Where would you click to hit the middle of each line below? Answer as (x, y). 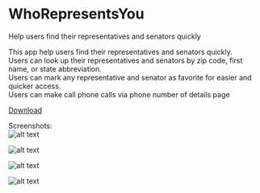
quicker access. (35, 86)
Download (25, 110)
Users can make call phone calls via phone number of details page (119, 94)
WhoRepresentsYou (76, 14)
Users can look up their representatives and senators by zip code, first (126, 60)
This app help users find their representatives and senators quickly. (120, 51)
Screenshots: (30, 125)
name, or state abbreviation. (55, 68)
